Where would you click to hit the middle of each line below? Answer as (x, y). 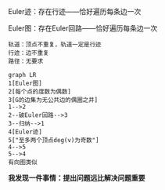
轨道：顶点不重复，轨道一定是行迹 (55, 45)
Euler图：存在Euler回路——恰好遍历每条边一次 (83, 28)
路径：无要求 (26, 61)
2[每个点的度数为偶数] (40, 92)
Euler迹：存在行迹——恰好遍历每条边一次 (75, 11)
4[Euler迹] (25, 132)
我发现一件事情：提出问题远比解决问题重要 (77, 178)
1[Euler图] (25, 83)
